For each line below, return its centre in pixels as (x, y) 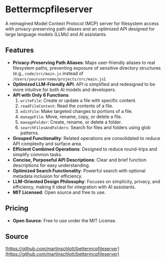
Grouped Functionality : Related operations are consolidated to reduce (86, 138)
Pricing (17, 208)
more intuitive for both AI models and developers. (64, 90)
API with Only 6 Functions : (41, 95)
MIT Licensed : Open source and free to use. (59, 192)
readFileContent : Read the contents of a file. (67, 106)
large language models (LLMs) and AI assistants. (56, 34)
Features (20, 50)
